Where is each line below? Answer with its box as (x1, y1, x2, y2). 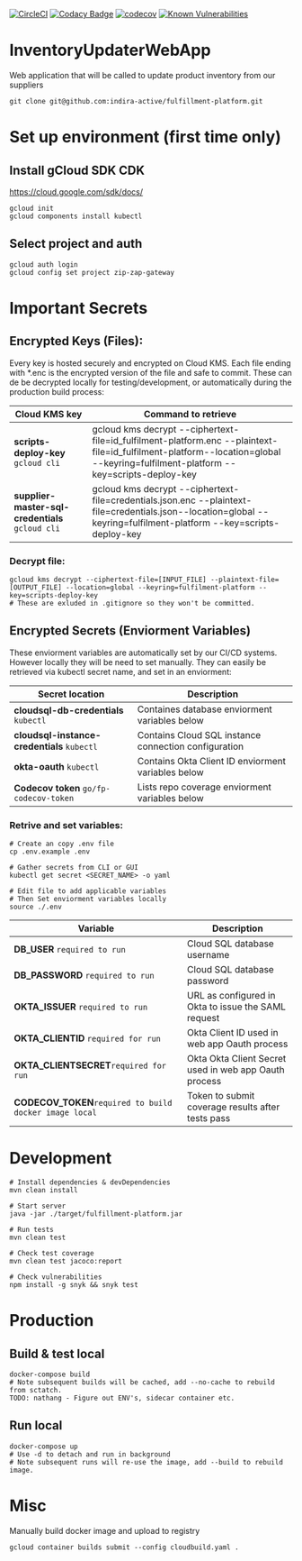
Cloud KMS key (14, 407, 83, 420)
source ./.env (9, 902, 63, 912)
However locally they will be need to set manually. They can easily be (9, 656, 267, 667)
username (187, 949, 230, 962)
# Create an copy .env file (9, 839, 115, 849)
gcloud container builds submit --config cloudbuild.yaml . (9, 1542, 240, 1552)
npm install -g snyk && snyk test (9, 1281, 139, 1290)
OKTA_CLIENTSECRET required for (13, 1059, 167, 1072)
